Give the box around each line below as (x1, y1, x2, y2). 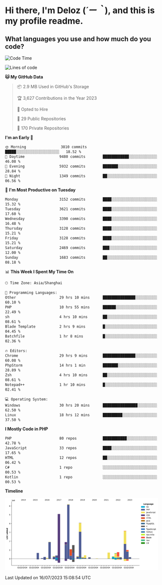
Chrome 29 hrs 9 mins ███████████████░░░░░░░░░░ (5, 353, 158, 358)
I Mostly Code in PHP (5, 426, 49, 432)
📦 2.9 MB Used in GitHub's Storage (16, 84, 89, 89)
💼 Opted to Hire (16, 107, 49, 112)
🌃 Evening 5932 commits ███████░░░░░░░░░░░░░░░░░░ (5, 164, 158, 169)
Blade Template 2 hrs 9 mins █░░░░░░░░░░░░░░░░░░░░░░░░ (5, 324, 158, 329)
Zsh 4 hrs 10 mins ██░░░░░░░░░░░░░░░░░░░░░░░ (5, 373, 158, 378)
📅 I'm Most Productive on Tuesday (5, 187, 76, 192)
